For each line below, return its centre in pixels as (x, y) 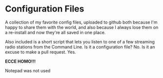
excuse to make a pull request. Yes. (41, 52)
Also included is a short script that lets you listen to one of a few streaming (80, 41)
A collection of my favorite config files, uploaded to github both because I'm (81, 22)
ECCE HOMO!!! (20, 61)
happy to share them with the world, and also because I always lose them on (82, 27)
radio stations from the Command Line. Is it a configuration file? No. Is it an (80, 47)
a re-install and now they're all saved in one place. (55, 32)
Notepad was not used (28, 70)
